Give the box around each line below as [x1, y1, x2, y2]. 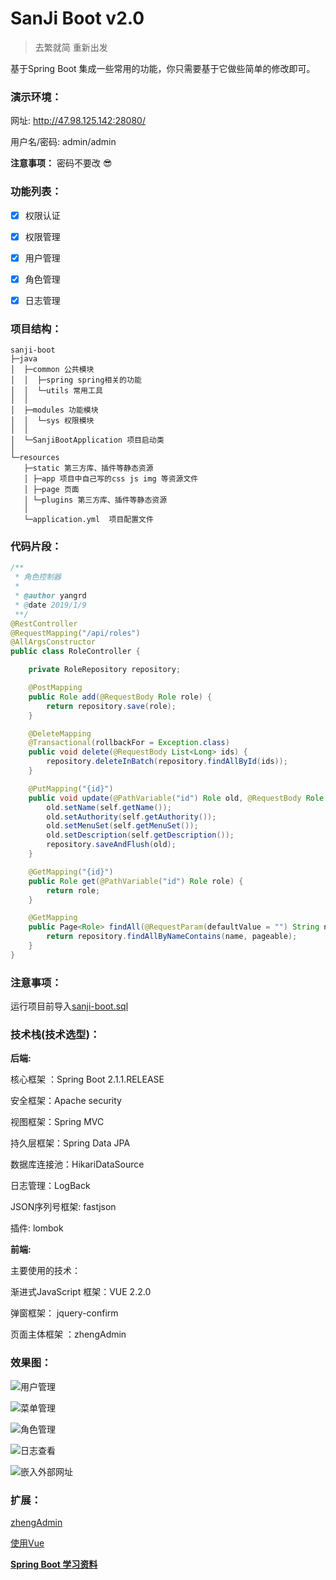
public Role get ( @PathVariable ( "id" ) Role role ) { [28, 876, 244, 886]
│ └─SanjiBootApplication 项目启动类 [10, 435, 165, 446]
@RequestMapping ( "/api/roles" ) [10, 628, 141, 638]
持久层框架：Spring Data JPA [10, 1137, 131, 1149]
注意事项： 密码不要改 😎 [10, 157, 113, 169]
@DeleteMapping [28, 728, 92, 739]
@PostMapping [28, 683, 83, 693]
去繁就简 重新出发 [34, 41, 108, 53]
